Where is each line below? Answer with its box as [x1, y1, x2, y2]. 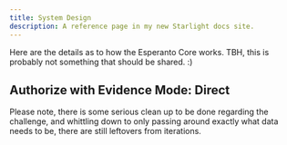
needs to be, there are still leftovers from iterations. [9, 126, 202, 137]
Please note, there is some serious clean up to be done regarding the [9, 106, 269, 118]
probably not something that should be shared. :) [9, 56, 193, 67]
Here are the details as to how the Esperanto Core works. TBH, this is [9, 46, 270, 57]
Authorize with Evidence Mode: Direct [9, 82, 231, 98]
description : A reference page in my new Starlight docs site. [9, 22, 255, 31]
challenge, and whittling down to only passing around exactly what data [9, 116, 279, 127]
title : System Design [9, 13, 92, 23]
